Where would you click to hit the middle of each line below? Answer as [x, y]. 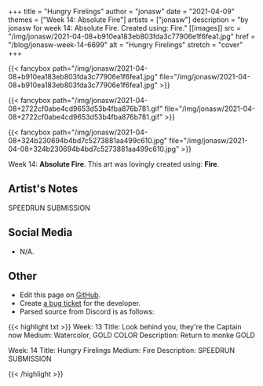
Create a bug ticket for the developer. [80, 303]
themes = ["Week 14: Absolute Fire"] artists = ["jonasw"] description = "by [128, 20]
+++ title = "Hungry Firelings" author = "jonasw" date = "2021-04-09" [122, 11]
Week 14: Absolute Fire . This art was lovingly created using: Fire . [114, 164]
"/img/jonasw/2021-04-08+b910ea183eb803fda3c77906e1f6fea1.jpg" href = [132, 36]
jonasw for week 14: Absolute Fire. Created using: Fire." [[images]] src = [125, 28]
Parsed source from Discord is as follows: [87, 312]
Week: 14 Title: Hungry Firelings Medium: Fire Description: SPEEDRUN [122, 351]
